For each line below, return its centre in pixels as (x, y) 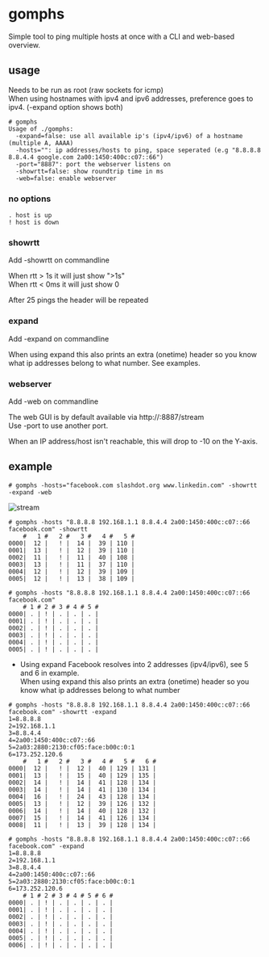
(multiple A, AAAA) (41, 143)
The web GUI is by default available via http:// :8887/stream (106, 417)
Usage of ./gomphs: (41, 129)
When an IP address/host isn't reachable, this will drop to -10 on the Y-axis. (133, 441)
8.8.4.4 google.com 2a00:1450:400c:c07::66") (86, 157)
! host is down (34, 223)
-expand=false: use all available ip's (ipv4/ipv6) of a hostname (129, 136)
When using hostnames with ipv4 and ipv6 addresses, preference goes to (131, 99)
